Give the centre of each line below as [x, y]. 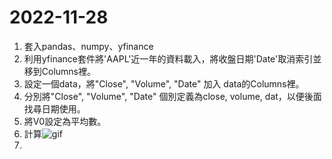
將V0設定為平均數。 [65, 121]
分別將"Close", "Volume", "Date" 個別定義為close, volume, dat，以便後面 [172, 96]
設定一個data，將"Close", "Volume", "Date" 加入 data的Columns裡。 [164, 83]
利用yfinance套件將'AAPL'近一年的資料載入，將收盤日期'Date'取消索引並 [172, 58]
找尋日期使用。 [54, 108]
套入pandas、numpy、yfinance [88, 46]
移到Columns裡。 [60, 71]
